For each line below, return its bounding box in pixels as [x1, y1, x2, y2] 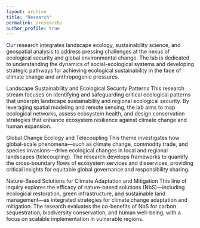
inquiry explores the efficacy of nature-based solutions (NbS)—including [6, 184, 185, 191]
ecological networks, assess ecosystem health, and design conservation [6, 110, 185, 117]
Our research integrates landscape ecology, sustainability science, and [6, 42, 181, 49]
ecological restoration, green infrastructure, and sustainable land [6, 190, 166, 197]
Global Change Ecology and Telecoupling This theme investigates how [6, 135, 180, 142]
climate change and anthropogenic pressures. [6, 73, 119, 80]
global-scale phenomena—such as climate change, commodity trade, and [6, 140, 188, 148]
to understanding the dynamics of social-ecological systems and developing [6, 61, 195, 68]
